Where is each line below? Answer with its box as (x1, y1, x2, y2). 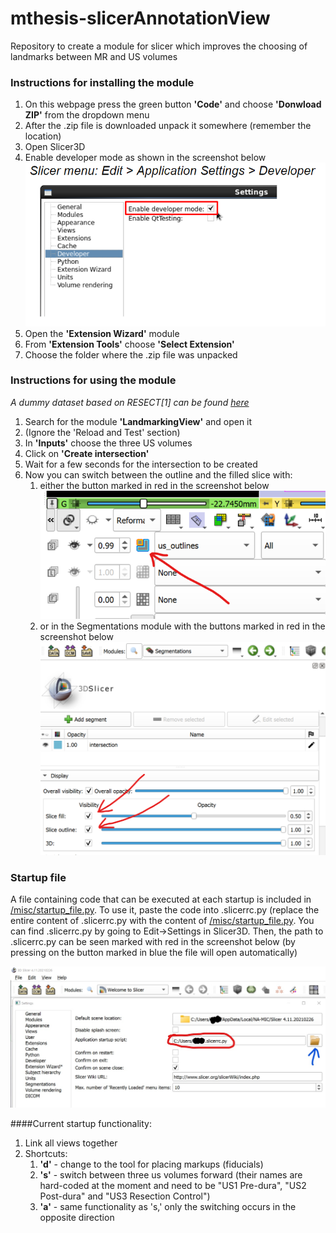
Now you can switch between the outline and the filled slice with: (24, 468, 293, 481)
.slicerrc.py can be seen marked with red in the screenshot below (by (10, 935, 296, 947)
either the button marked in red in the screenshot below (39, 479, 270, 491)
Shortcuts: (24, 1147, 68, 1159)
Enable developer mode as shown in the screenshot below (24, 152, 267, 164)
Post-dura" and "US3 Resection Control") (39, 1190, 211, 1202)
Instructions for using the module (10, 373, 177, 387)
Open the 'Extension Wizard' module (24, 327, 180, 339)
